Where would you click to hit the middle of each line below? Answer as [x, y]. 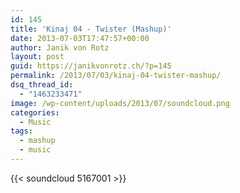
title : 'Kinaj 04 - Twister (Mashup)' [91, 29]
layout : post [37, 57]
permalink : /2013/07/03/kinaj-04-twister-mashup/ [116, 76]
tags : [21, 131]
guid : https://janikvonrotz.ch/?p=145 [91, 66]
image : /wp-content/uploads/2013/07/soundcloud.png [120, 103]
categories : [35, 112]
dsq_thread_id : [42, 85]
